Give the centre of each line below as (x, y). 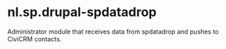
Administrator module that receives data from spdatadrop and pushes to (113, 31)
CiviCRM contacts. (34, 38)
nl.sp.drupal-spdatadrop (82, 12)
